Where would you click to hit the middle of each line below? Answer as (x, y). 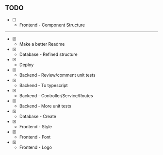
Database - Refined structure (48, 54)
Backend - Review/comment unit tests (57, 75)
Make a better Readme (42, 44)
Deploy (26, 65)
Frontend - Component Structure (52, 25)
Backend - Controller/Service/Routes (56, 95)
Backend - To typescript (43, 85)
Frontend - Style (36, 126)
